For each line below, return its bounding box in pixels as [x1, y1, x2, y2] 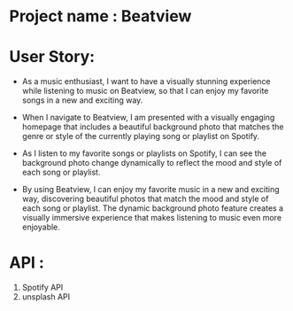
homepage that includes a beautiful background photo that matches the [21, 121, 284, 132]
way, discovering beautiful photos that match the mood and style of [21, 193, 269, 205]
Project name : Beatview [9, 6, 192, 27]
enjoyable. [21, 222, 60, 232]
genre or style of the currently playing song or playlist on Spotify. [21, 131, 259, 142]
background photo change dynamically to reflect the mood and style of [21, 158, 282, 168]
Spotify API [21, 282, 64, 293]
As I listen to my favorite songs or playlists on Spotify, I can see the [21, 148, 267, 159]
